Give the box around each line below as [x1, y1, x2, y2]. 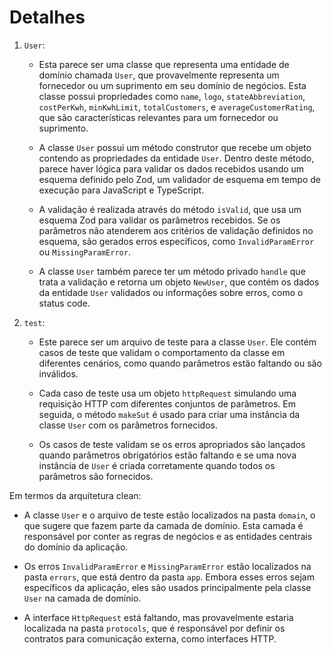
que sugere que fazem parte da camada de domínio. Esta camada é [23, 519, 304, 531]
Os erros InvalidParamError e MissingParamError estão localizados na [23, 560, 312, 572]
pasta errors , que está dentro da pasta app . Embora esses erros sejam [23, 571, 315, 583]
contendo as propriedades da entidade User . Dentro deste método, [38, 152, 315, 164]
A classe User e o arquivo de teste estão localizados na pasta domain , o [23, 509, 316, 521]
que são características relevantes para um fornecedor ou [38, 111, 279, 123]
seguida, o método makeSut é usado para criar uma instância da [38, 408, 301, 420]
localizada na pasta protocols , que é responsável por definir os [23, 622, 286, 634]
